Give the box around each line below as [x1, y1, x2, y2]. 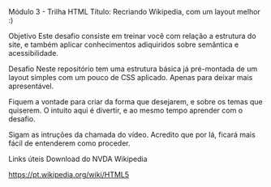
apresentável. [8, 81, 54, 91]
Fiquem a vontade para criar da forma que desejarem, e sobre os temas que [8, 97, 264, 106]
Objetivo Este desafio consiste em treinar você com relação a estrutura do [8, 32, 257, 40]
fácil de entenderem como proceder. [8, 138, 131, 148]
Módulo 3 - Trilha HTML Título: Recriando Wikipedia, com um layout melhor [8, 7, 261, 16]
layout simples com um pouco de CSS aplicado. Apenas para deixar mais [8, 73, 253, 82]
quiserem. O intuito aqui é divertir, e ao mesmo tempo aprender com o [8, 105, 243, 115]
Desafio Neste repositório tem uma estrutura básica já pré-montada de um [8, 64, 258, 74]
